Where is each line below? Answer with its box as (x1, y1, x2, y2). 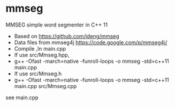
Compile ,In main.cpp (14, 45, 66, 52)
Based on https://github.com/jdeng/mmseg (14, 32, 119, 39)
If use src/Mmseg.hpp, (14, 51, 70, 58)
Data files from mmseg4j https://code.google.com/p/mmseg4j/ (14, 39, 168, 46)
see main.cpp (5, 93, 39, 101)
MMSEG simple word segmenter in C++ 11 (5, 21, 108, 28)
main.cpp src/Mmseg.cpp (14, 82, 77, 89)
